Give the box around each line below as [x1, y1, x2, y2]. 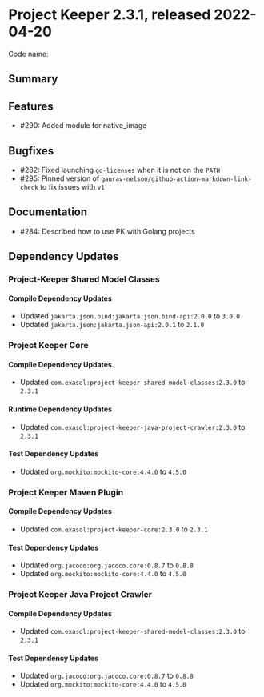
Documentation [8, 206, 88, 219]
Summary [8, 72, 58, 86]
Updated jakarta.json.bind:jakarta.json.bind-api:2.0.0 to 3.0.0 [19, 311, 241, 321]
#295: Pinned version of [19, 174, 100, 183]
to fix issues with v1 [39, 182, 106, 191]
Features [8, 99, 54, 113]
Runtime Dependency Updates [8, 404, 113, 414]
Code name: [8, 49, 49, 58]
